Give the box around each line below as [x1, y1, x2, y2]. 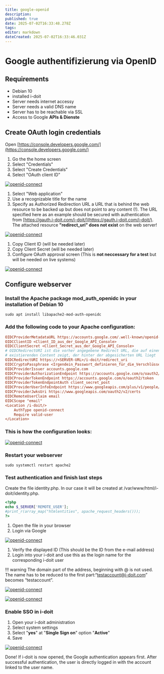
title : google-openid [5, 7, 49, 12]
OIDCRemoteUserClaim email [5, 394, 60, 399]
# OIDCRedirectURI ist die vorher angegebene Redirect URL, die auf [5, 349, 147, 353]
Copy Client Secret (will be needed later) [12, 246, 94, 252]
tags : [5, 25, 16, 30]
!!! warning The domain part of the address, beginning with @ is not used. [5, 567, 153, 573]
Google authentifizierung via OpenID [5, 56, 157, 67]
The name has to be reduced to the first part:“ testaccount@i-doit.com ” [5, 572, 148, 577]
